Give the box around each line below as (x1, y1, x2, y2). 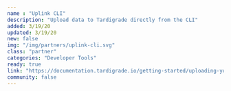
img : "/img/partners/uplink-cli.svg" (7, 42, 115, 49)
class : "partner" (7, 49, 57, 55)
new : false (7, 36, 38, 42)
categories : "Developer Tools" (7, 55, 97, 62)
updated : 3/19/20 (7, 29, 57, 36)
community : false (7, 73, 57, 81)
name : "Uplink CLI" (7, 10, 67, 17)
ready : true (7, 61, 41, 68)
